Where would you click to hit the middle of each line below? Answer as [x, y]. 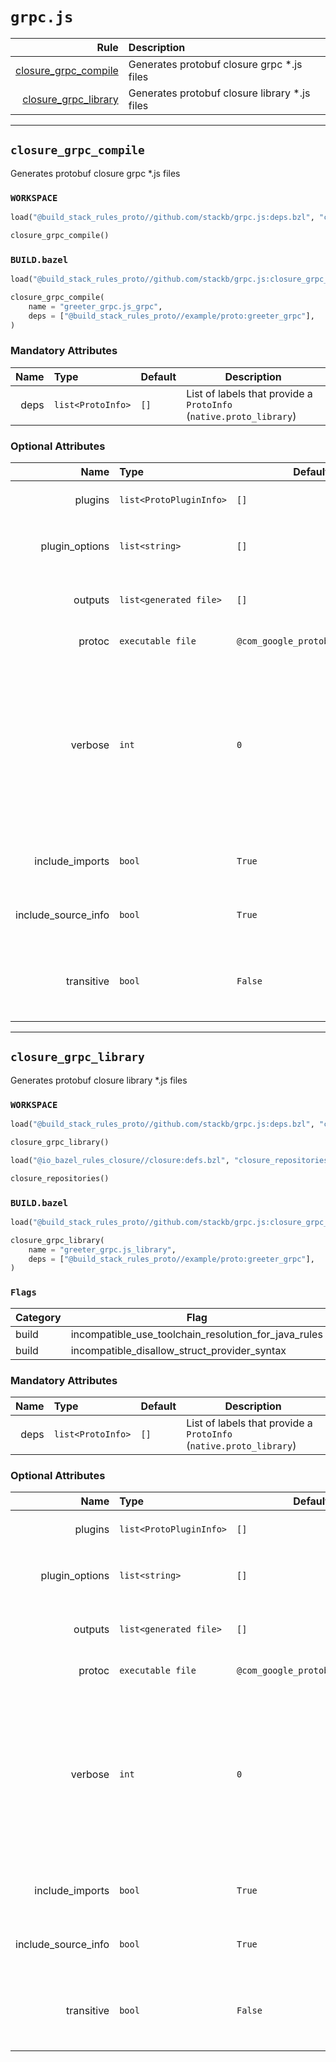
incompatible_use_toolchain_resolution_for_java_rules [196, 1334]
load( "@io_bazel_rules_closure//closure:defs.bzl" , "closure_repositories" [171, 1160]
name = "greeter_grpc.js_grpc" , [95, 306]
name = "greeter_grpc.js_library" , [102, 1249]
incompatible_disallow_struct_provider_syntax [178, 1350]
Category [38, 1317]
